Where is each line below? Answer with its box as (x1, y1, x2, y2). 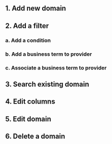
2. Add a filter (5, 21, 49, 30)
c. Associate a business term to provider (5, 64, 107, 71)
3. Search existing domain (5, 80, 90, 88)
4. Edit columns (5, 97, 56, 106)
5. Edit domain (5, 114, 52, 123)
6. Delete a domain (5, 132, 65, 141)
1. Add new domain (5, 4, 66, 13)
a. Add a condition (5, 37, 51, 44)
